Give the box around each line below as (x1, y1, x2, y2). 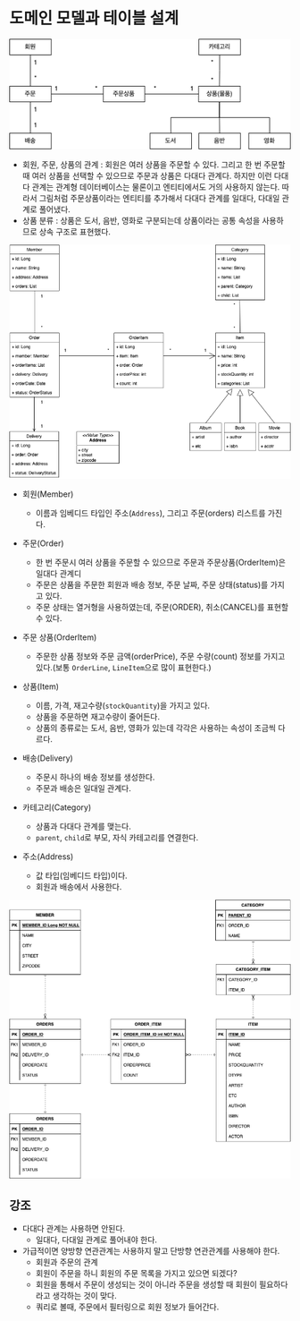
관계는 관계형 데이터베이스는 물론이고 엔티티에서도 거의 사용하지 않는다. (31, 181, 280, 192)
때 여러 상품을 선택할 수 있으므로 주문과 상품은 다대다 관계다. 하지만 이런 (21, 170, 272, 181)
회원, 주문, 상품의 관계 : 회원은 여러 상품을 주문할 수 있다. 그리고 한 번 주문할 (21, 158, 286, 170)
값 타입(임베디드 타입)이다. (35, 870, 128, 882)
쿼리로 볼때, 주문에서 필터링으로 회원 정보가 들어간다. (35, 1301, 220, 1312)
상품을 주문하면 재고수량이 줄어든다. (35, 712, 161, 722)
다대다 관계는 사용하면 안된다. (21, 1223, 126, 1234)
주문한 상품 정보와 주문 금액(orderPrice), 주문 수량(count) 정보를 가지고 (35, 651, 286, 662)
